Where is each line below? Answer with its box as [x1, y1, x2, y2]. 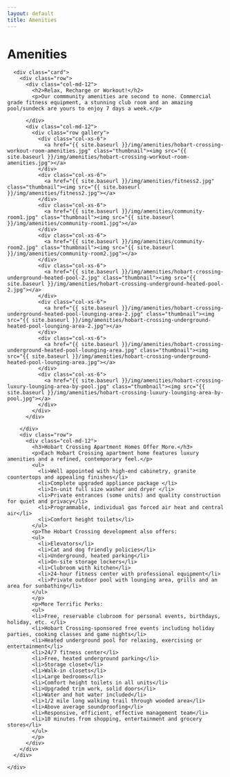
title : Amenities [7, 17, 57, 23]
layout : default [7, 10, 54, 17]
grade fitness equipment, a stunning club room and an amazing [7, 99, 193, 106]
